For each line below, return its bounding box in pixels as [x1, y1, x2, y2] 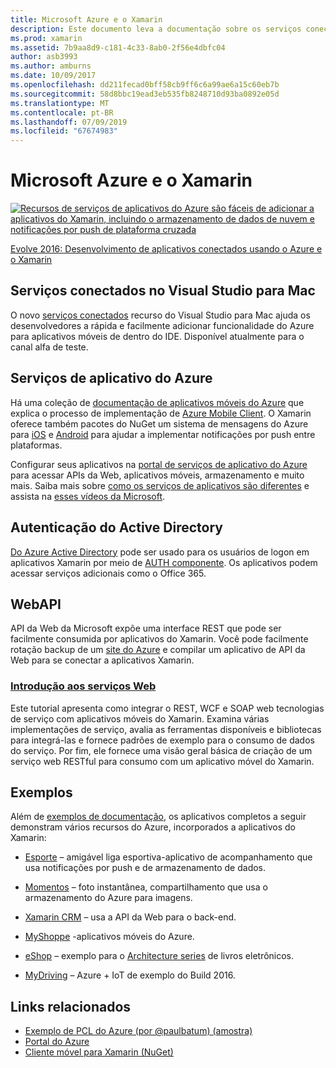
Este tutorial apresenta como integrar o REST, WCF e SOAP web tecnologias [10, 702, 325, 714]
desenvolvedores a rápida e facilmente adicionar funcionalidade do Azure [10, 319, 315, 331]
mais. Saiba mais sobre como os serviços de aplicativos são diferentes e [10, 479, 310, 491]
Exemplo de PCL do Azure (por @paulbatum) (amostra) [24, 1025, 253, 1037]
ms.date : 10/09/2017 [10, 71, 97, 81]
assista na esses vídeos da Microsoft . [10, 490, 166, 502]
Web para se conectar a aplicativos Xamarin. [10, 654, 195, 666]
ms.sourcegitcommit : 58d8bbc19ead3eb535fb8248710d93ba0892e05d [10, 89, 280, 99]
